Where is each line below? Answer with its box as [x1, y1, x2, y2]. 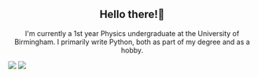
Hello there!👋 [99, 8, 165, 21]
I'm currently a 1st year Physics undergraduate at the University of [24, 28, 240, 38]
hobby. [120, 45, 144, 55]
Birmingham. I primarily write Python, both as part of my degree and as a [14, 37, 250, 46]
